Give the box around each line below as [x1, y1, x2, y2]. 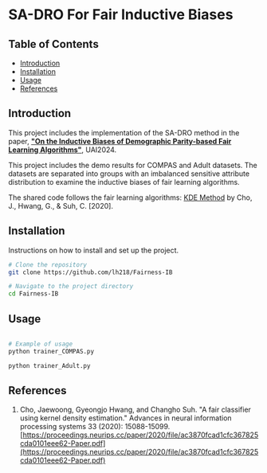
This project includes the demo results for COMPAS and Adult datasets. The [8, 160, 257, 170]
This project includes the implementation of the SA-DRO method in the [8, 127, 240, 137]
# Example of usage [8, 340, 73, 348]
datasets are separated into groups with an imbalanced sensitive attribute [8, 169, 249, 178]
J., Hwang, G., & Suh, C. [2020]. [8, 201, 114, 210]
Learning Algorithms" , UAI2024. [8, 145, 117, 154]
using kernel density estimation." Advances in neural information [19, 413, 233, 423]
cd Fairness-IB [8, 290, 59, 298]
